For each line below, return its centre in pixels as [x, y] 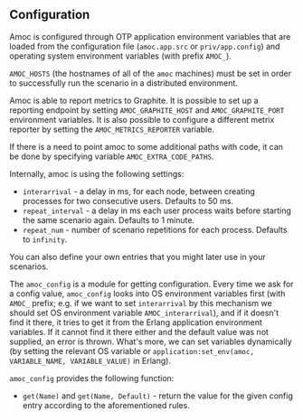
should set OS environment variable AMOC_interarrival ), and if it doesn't [144, 313]
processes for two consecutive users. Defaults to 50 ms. [128, 201]
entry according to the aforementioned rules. [106, 405]
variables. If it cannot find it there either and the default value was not [139, 331]
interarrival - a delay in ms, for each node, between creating [139, 191]
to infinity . [45, 239]
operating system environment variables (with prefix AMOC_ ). [121, 56]
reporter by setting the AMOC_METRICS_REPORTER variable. [112, 129]
